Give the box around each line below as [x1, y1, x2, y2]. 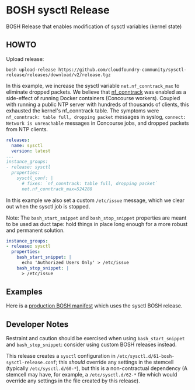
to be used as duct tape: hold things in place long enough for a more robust [6, 220, 188, 227]
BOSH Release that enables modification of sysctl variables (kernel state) [6, 23, 182, 30]
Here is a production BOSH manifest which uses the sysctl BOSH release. [6, 302, 183, 309]
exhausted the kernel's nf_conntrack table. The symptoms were [6, 107, 159, 114]
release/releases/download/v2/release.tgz [6, 71, 111, 78]
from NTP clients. [6, 125, 48, 132]
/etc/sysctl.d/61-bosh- [116, 354, 175, 360]
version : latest [11, 148, 51, 154]
